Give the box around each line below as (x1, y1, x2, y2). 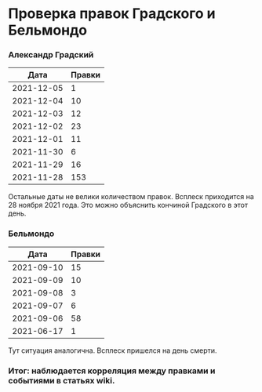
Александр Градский (8, 49, 94, 60)
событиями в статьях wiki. (8, 375, 115, 386)
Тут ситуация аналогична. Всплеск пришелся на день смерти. (8, 346, 217, 355)
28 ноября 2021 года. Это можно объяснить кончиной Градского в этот (8, 201, 249, 210)
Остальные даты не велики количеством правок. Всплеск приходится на (8, 192, 255, 201)
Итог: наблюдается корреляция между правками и (8, 365, 216, 376)
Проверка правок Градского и (8, 5, 216, 23)
